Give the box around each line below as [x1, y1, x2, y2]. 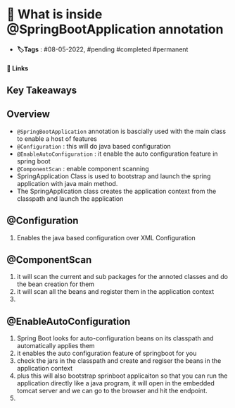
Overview [6, 109, 51, 120]
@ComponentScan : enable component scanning [16, 164, 149, 173]
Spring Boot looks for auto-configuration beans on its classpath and [16, 334, 214, 342]
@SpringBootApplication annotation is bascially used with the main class [16, 127, 227, 135]
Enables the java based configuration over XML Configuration [16, 233, 196, 242]
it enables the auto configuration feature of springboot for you [16, 349, 197, 358]
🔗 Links [6, 63, 29, 73]
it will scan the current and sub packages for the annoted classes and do [16, 273, 228, 281]
